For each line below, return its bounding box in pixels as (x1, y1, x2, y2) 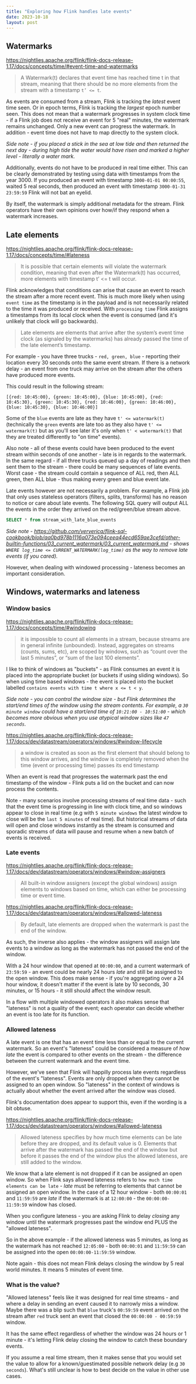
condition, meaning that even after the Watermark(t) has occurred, (20, 269, 181, 276)
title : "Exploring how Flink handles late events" (6, 8, 132, 15)
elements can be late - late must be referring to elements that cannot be (6, 1183, 183, 1190)
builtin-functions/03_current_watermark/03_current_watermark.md (6, 540, 169, 547)
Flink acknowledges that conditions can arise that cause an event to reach (6, 287, 185, 293)
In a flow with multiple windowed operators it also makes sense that (6, 998, 170, 1005)
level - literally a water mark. (6, 153, 75, 160)
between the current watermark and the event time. (6, 1057, 130, 1064)
